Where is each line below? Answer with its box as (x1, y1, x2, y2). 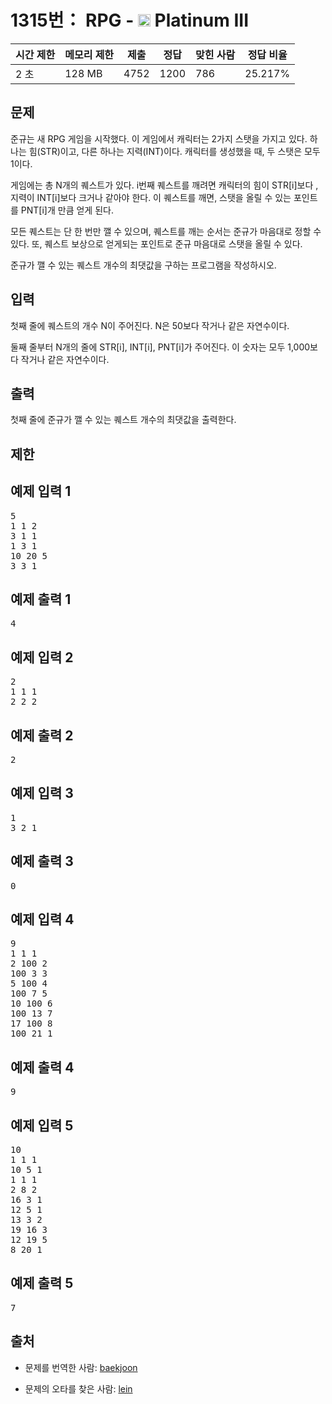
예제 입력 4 (10, 911, 75, 928)
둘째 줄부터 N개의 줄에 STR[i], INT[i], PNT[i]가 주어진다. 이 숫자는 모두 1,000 (10, 341, 311, 353)
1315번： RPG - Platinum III (10, 9, 250, 32)
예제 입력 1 (10, 483, 72, 500)
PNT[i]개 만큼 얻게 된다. (20, 204, 114, 216)
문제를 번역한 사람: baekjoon (24, 1361, 138, 1373)
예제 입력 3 (10, 785, 74, 802)
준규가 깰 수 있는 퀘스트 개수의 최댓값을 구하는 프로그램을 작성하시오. (10, 259, 277, 271)
